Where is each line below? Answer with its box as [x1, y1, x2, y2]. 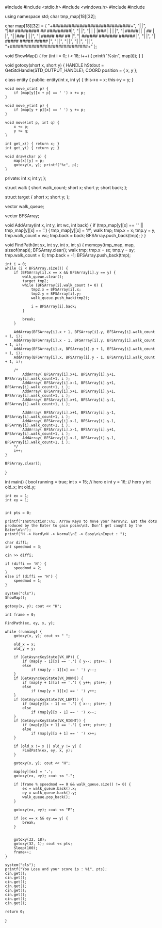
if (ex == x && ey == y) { [14, 816, 68, 821]
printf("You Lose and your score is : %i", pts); [5, 867, 108, 872]
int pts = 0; [5, 511, 32, 515]
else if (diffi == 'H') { [5, 574, 57, 579]
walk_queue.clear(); [22, 274, 64, 279]
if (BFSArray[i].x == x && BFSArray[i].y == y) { [14, 270, 116, 275]
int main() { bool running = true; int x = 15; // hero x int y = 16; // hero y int [5, 479, 151, 484]
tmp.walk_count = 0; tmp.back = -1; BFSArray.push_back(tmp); [5, 252, 131, 258]
